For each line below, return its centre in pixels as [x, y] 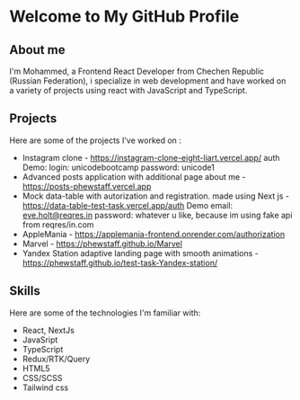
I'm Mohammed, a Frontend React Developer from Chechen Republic [137, 71]
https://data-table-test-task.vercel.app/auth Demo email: [128, 205]
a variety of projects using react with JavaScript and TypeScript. [128, 90]
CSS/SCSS [42, 378]
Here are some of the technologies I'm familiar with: [105, 313]
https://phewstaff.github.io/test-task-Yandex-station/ [120, 262]
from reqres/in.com [58, 224]
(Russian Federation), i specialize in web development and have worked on [148, 81]
